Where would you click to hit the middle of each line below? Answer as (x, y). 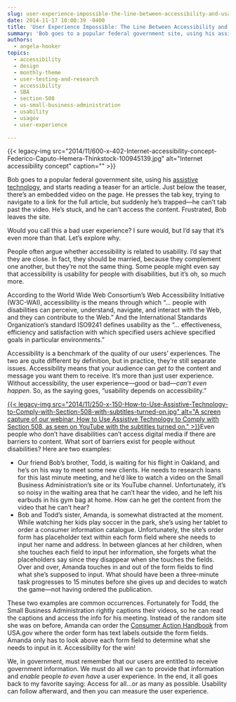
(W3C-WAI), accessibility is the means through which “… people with (107, 303)
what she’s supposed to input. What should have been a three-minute (118, 575)
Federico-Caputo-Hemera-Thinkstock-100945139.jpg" (86, 159)
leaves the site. (29, 217)
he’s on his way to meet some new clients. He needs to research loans (119, 470)
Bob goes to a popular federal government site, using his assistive (103, 180)
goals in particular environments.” (56, 340)
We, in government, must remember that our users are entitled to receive (113, 661)
